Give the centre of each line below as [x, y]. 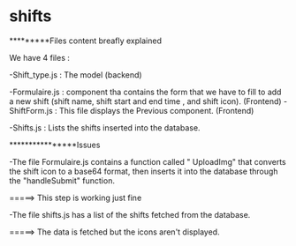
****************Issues [55, 145]
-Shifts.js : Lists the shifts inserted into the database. [105, 127]
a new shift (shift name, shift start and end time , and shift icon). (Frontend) [145, 101]
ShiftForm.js [31, 110]
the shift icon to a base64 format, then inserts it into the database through [144, 171]
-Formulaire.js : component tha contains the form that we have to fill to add [145, 92]
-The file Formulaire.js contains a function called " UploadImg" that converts [148, 161]
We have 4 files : [40, 57]
